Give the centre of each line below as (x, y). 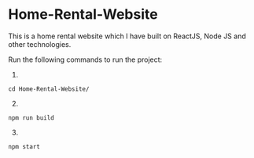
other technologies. (40, 44)
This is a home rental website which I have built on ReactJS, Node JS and (127, 36)
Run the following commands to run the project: (85, 59)
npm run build (31, 118)
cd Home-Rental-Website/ (49, 89)
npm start (24, 146)
